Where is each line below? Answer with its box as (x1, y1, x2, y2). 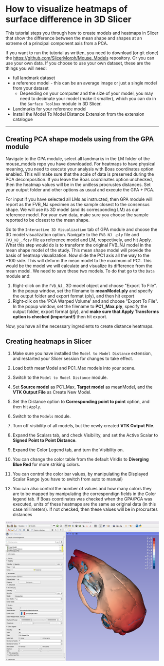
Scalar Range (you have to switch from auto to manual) (12, 476, 123, 482)
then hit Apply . (12, 404, 42, 410)
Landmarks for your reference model (12, 106, 87, 112)
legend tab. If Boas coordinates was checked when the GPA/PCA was (12, 496, 153, 501)
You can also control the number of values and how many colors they (12, 485, 152, 491)
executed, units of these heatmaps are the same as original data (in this (12, 501, 156, 507)
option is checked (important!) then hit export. (12, 313, 108, 319)
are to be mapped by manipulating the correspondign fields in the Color (12, 491, 156, 497)
